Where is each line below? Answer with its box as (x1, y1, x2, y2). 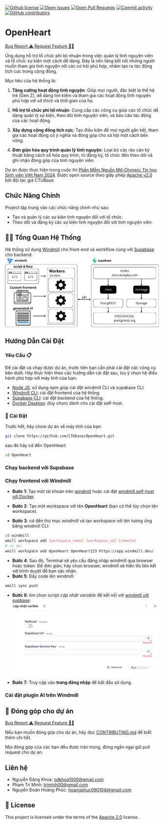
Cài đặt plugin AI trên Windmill (5, 692, 79, 699)
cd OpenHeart (5, 453, 32, 458)
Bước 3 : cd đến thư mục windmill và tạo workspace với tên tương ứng (12, 518, 152, 524)
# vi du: (5, 543, 23, 548)
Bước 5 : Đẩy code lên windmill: (12, 573, 75, 579)
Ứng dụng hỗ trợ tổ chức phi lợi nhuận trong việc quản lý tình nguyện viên (5, 52, 153, 58)
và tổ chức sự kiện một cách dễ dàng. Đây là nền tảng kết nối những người (5, 58, 155, 64)
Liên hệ (5, 763, 28, 772)
